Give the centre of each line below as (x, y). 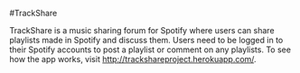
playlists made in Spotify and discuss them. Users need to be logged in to (146, 40)
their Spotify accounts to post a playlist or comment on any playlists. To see (150, 50)
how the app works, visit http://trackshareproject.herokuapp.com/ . (133, 59)
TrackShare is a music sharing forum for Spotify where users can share (142, 30)
